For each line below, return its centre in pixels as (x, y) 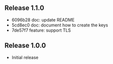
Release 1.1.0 (24, 8)
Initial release (25, 57)
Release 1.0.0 (25, 46)
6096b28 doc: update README (43, 20)
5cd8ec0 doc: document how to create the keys (60, 25)
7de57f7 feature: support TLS (41, 30)
